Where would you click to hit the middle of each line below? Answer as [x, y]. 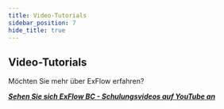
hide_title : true [37, 30]
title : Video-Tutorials [48, 15]
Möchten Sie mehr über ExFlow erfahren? [76, 81]
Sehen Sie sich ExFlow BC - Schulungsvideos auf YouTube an [112, 96]
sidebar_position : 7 [42, 23]
